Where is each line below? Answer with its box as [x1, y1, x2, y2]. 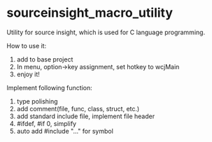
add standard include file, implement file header [16, 112, 155, 120]
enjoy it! [16, 70, 40, 78]
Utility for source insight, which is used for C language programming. [6, 28, 206, 36]
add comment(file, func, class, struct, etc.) [16, 104, 140, 113]
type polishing [16, 97, 58, 106]
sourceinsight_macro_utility [6, 5, 173, 21]
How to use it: [6, 41, 47, 50]
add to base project [16, 55, 73, 64]
